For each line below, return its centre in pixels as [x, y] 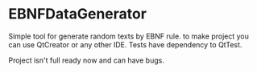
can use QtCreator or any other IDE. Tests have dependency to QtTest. [125, 44]
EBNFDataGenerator [78, 14]
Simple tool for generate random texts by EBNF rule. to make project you [129, 36]
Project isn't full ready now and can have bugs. [87, 60]
